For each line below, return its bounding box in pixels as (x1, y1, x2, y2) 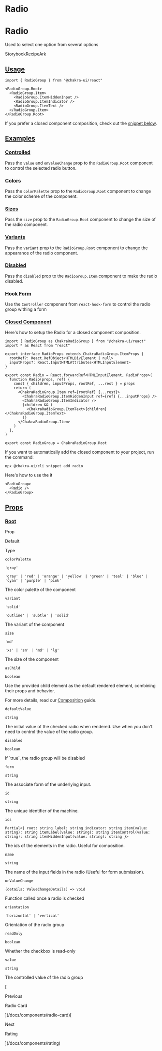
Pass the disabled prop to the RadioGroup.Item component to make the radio (5, 273, 157, 279)
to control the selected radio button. (5, 165, 76, 171)
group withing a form (5, 306, 47, 312)
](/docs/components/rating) (5, 1040, 60, 1046)
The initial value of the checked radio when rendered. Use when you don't (5, 724, 153, 730)
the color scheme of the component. (5, 193, 78, 199)
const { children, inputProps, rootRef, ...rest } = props (14, 382, 135, 386)
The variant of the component (5, 621, 64, 627)
